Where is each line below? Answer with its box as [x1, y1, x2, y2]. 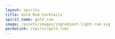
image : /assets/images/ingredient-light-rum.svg [5, 21, 110, 27]
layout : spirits [5, 7, 40, 13]
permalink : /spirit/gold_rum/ [5, 26, 70, 31]
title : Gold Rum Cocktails [5, 12, 63, 17]
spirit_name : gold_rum [5, 17, 53, 22]
